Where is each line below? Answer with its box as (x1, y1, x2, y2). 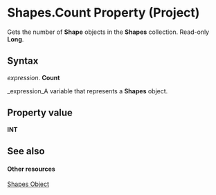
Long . (7, 35, 24, 43)
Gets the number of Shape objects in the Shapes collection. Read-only (7, 28, 210, 36)
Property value (7, 107, 73, 119)
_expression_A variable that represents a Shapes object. (7, 86, 168, 95)
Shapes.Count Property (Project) (7, 5, 200, 21)
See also (7, 145, 45, 157)
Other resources (7, 165, 55, 173)
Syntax (7, 55, 39, 67)
